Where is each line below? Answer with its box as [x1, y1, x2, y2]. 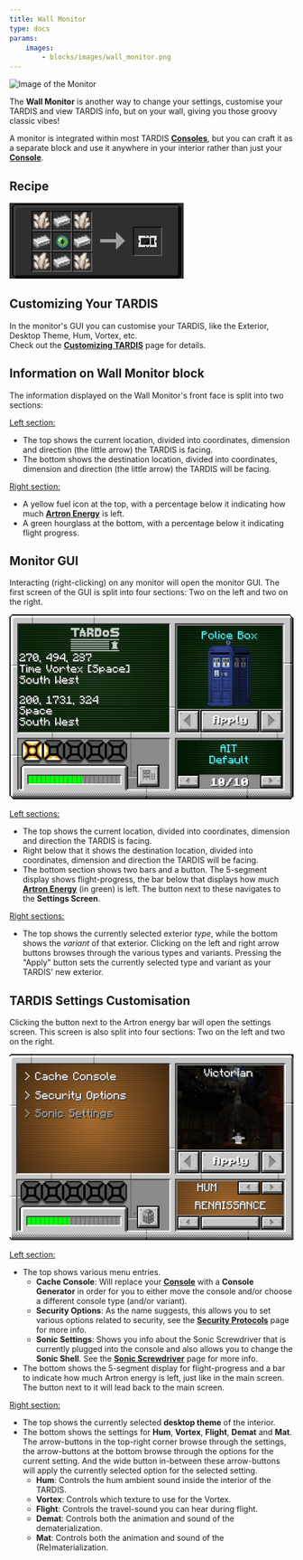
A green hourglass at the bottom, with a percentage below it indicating [22, 517, 284, 528]
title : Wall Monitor [9, 14, 87, 24]
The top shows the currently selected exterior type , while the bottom [22, 928, 278, 940]
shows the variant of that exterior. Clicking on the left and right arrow [22, 938, 280, 949]
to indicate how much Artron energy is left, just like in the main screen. [22, 1372, 285, 1383]
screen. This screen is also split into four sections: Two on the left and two [9, 1026, 286, 1037]
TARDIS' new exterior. [22, 967, 104, 978]
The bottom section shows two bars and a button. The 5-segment [22, 865, 268, 875]
